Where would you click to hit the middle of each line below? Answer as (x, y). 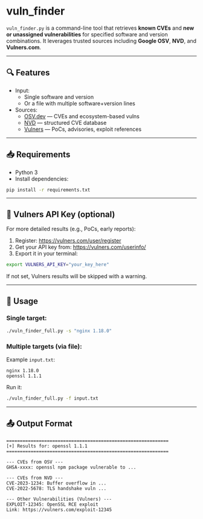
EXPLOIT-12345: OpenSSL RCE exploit (52, 504)
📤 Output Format (39, 424)
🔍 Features (28, 73)
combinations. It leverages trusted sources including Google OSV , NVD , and (101, 41)
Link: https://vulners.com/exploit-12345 (59, 510)
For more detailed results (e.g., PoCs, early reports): (71, 229)
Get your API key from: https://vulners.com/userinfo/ (80, 247)
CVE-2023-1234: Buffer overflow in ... (56, 483)
